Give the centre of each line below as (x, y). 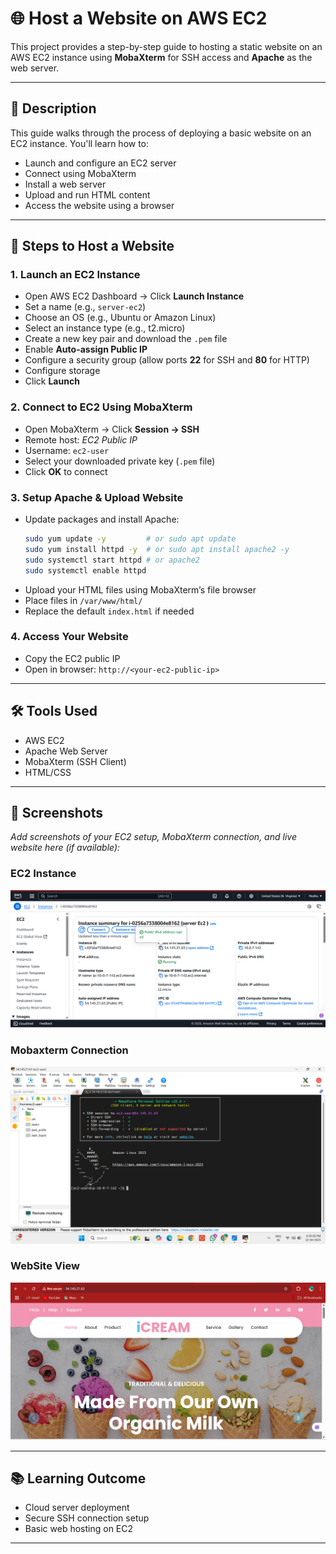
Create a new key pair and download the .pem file (126, 339)
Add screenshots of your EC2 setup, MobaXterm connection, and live (153, 837)
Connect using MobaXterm (80, 173)
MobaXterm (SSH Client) (75, 761)
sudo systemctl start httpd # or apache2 (112, 560)
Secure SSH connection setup (87, 1518)
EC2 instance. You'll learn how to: (80, 143)
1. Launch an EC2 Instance (75, 275)
